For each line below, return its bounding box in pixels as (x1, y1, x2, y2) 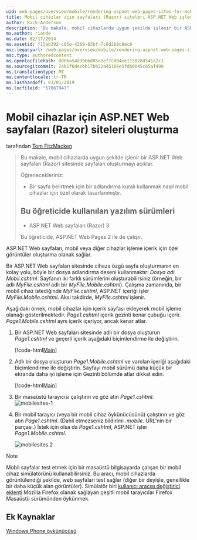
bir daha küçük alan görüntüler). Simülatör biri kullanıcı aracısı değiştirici (6, 482, 181, 489)
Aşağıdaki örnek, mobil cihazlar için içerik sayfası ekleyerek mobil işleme (6, 305, 182, 312)
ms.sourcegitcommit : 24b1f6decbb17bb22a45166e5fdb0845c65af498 (6, 63, 164, 69)
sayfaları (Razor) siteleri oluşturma (6, 123, 179, 136)
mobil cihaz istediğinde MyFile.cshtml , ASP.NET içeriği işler (6, 287, 150, 294)
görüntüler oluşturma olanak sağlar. (6, 251, 92, 258)
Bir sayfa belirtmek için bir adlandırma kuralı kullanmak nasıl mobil (29, 183, 189, 190)
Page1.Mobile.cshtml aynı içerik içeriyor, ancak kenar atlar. (6, 317, 148, 324)
